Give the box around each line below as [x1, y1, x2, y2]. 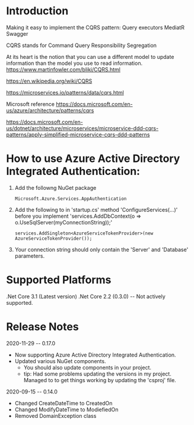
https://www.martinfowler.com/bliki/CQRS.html [6, 65, 120, 73]
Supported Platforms [6, 273, 112, 287]
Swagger [6, 30, 28, 37]
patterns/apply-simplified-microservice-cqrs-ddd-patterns [6, 131, 150, 138]
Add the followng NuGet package [14, 184, 97, 191]
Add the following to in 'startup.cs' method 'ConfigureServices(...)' [14, 206, 178, 213]
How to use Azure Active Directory [6, 152, 180, 165]
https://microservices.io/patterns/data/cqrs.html [6, 89, 125, 96]
